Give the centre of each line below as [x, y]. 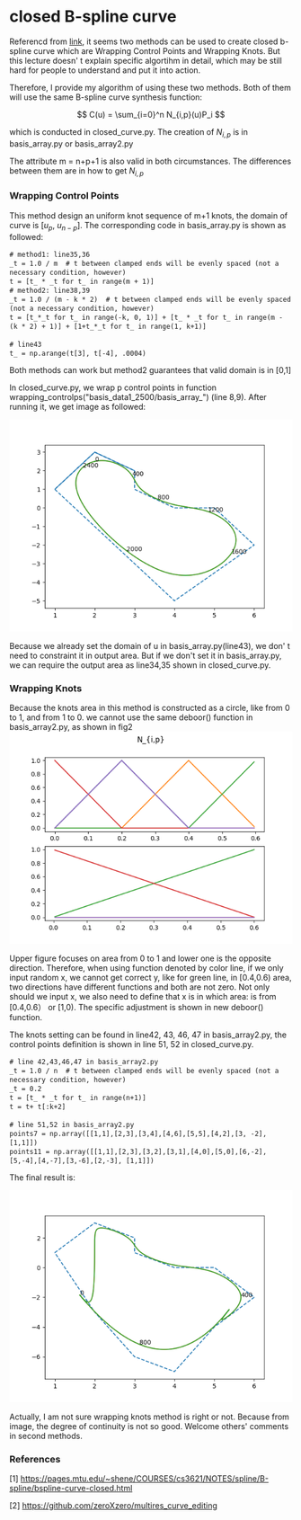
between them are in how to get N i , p [76, 171]
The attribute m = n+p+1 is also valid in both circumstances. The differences [150, 161]
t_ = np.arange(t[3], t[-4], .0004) [78, 353]
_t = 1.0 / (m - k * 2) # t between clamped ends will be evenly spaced [150, 299]
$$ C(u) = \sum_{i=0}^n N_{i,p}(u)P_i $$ [151, 114]
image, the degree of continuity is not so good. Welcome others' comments [149, 1426]
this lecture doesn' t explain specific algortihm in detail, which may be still [146, 60]
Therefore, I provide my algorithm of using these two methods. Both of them [150, 87]
